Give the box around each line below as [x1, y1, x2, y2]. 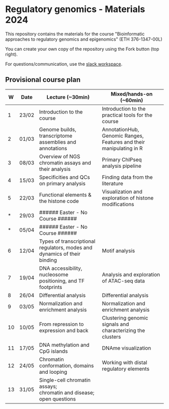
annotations [39, 145, 67, 152]
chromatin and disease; [39, 389, 95, 396]
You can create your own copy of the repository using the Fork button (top [5, 46, 159, 52]
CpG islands [39, 348, 68, 355]
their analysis [39, 165, 71, 172]
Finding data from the [102, 173, 153, 180]
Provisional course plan [5, 75, 80, 84]
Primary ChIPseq [102, 156, 142, 163]
